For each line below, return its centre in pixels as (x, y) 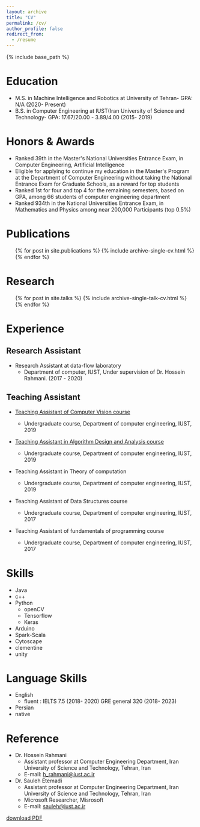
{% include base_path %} (38, 57)
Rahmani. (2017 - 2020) (53, 378)
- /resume (24, 40)
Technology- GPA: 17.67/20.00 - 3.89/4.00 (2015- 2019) (83, 117)
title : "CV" (21, 17)
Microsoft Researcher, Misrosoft (64, 800)
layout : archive (26, 12)
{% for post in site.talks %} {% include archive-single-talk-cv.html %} (101, 298)
